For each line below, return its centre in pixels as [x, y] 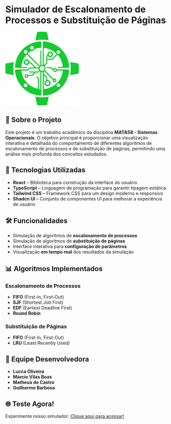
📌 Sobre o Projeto [34, 120]
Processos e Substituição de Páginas [86, 20]
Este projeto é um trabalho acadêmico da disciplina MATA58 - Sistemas [81, 132]
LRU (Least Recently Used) [41, 343]
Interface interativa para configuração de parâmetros [70, 247]
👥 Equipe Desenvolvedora [47, 359]
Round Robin [27, 314]
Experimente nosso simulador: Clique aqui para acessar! [65, 416]
